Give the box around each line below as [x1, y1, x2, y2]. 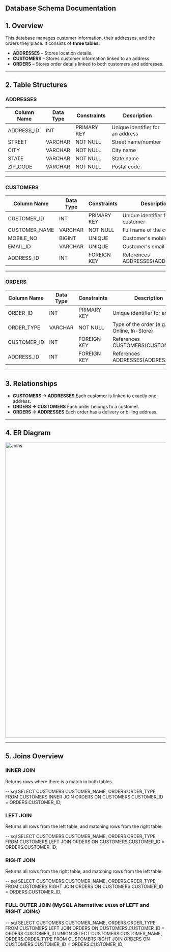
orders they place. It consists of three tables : [5, 40, 100, 46]
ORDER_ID [8, 310, 33, 317]
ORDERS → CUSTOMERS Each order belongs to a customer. [12, 404, 139, 410]
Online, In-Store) [112, 328, 154, 335]
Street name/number [111, 138, 161, 145]
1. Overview [5, 21, 43, 30]
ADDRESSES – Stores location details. [12, 50, 93, 56]
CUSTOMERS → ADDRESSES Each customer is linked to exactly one [12, 393, 157, 399]
